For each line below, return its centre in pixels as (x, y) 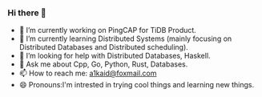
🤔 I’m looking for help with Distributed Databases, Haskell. (115, 56)
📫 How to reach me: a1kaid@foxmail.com (88, 73)
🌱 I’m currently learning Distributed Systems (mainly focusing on (125, 38)
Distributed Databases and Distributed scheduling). (104, 47)
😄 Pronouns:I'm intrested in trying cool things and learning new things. (136, 85)
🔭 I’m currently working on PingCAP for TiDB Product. (108, 30)
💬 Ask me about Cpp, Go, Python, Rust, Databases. (103, 64)
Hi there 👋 (27, 13)
